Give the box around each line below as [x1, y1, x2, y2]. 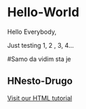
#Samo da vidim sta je [7, 54, 71, 63]
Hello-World [7, 4, 80, 20]
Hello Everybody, [7, 27, 57, 36]
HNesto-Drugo [7, 75, 73, 87]
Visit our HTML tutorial [7, 94, 72, 102]
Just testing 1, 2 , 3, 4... [7, 41, 75, 49]
